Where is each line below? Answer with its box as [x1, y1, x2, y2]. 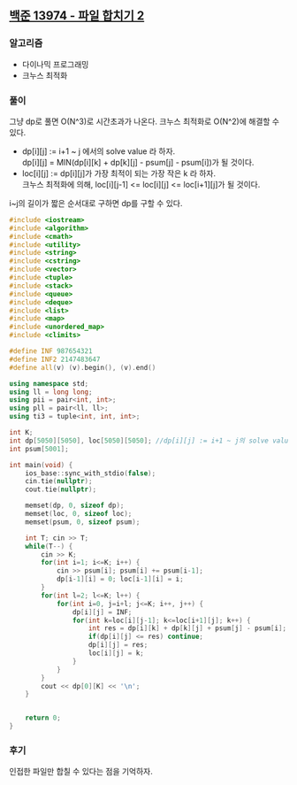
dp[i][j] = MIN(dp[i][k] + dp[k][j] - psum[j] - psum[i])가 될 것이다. [21, 157, 255, 167]
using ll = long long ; [9, 388, 93, 396]
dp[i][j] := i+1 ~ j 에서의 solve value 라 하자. [21, 145, 176, 157]
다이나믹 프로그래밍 [21, 58, 89, 69]
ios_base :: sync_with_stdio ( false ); [25, 468, 156, 478]
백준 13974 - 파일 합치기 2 [9, 8, 145, 24]
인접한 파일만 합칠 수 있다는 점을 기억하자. [9, 766, 153, 777]
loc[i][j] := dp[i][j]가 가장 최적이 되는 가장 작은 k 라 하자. [21, 167, 217, 179]
